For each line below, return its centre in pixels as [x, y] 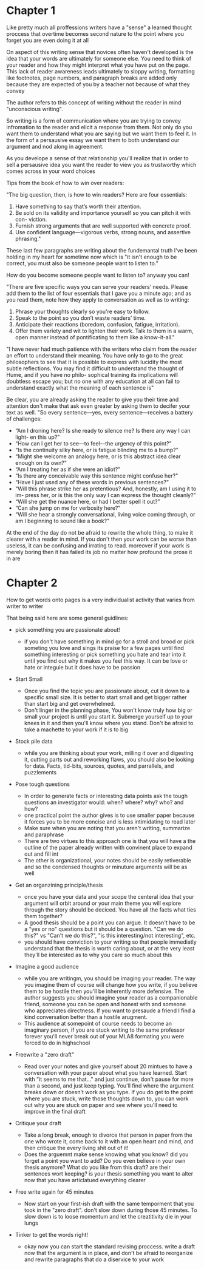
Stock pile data [34, 741]
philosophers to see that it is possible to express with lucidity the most [94, 362]
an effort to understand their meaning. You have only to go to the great [95, 355]
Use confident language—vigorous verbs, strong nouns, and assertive [103, 232]
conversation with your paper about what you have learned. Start [105, 1072]
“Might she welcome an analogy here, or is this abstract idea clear [98, 456]
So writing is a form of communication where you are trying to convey [93, 120]
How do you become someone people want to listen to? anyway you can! [98, 275]
